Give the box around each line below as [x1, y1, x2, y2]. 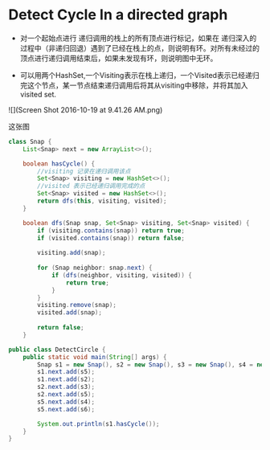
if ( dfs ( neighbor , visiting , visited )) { [51, 271, 193, 279]
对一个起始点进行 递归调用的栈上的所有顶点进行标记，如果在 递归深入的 [19, 33, 257, 43]
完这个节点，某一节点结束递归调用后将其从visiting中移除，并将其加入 [19, 80, 248, 90]
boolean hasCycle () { [22, 159, 95, 168]
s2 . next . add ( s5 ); [37, 391, 95, 399]
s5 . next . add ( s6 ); [37, 405, 95, 413]
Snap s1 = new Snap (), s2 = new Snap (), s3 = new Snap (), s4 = [37, 360, 254, 369]
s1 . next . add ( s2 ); [37, 375, 95, 383]
